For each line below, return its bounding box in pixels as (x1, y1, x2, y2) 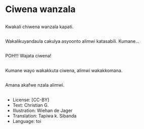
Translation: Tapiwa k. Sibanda (12, 112, 77, 119)
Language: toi (12, 118, 41, 124)
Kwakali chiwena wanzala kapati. (5, 24, 74, 30)
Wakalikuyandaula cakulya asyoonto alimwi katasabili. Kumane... (5, 38, 140, 44)
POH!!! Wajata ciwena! (5, 53, 52, 59)
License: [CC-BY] (12, 97, 50, 103)
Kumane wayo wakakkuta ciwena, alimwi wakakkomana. (5, 67, 123, 74)
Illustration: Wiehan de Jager (12, 107, 73, 113)
